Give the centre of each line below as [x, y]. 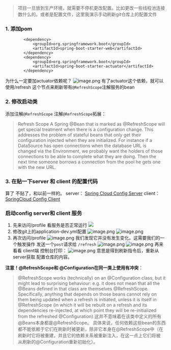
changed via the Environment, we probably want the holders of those [90, 151]
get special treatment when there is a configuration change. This [85, 129]
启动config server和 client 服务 [44, 213]
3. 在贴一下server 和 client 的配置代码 [52, 181]
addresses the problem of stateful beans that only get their [79, 135]
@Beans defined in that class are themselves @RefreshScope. [83, 289]
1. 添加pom [19, 28]
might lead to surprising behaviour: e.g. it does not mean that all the [89, 283]
